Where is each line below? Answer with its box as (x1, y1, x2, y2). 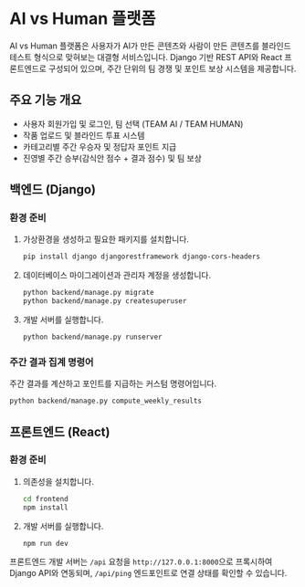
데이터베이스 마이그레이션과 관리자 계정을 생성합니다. (22, 270, 212, 281)
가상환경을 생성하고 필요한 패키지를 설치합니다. (22, 234, 190, 245)
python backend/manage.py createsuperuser (22, 297, 187, 306)
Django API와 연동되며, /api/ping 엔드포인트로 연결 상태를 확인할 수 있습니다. (9, 568, 288, 579)
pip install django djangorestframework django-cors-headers (22, 252, 261, 261)
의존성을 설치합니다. (22, 476, 94, 487)
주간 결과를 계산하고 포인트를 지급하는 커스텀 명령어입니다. (9, 378, 217, 389)
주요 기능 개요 (9, 92, 82, 108)
